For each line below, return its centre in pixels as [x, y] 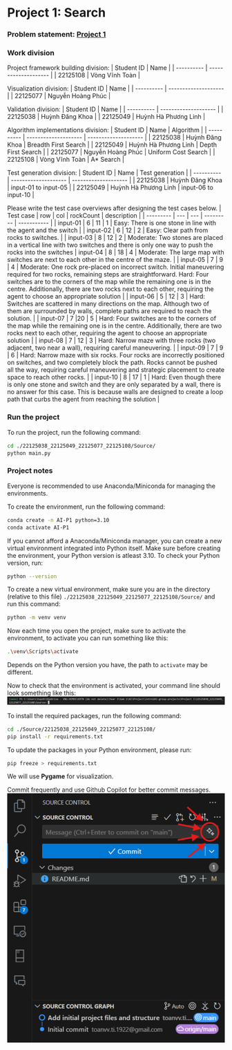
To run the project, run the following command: [74, 432]
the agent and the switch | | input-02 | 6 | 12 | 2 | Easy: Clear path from [108, 230]
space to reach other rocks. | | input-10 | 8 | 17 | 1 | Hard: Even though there [114, 377]
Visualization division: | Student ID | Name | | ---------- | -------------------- [116, 88]
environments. [28, 493]
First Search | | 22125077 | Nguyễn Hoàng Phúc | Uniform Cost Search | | [111, 152]
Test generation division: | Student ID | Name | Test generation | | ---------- [114, 173]
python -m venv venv [37, 618]
